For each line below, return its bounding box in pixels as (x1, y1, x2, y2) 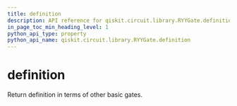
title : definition (7, 10, 61, 18)
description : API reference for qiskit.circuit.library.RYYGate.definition (7, 17, 235, 24)
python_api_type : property (7, 30, 87, 37)
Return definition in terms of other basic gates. (7, 90, 143, 99)
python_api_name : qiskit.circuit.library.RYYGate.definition (7, 37, 191, 44)
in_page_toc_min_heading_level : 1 (7, 23, 109, 30)
